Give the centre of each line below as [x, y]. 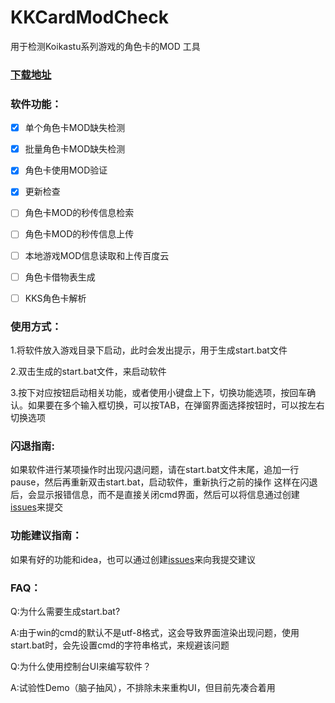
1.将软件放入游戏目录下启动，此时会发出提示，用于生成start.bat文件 [149, 350]
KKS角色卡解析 [55, 298]
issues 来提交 [36, 507]
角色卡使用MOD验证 [66, 170]
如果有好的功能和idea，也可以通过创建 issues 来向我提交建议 [133, 559]
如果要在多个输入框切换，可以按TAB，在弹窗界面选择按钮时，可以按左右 [176, 405]
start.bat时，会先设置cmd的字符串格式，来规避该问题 [120, 645]
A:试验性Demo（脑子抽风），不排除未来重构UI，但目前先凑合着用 [143, 687]
